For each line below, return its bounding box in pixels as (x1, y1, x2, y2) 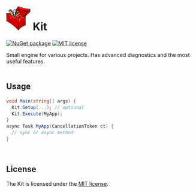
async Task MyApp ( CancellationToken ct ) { (6, 123, 114, 129)
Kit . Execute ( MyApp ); (11, 111, 63, 117)
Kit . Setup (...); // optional (11, 104, 85, 110)
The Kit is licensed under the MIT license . (6, 180, 109, 187)
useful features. (6, 58, 46, 65)
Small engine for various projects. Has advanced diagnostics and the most (6, 51, 190, 58)
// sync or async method (11, 129, 74, 136)
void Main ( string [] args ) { (6, 98, 77, 104)
